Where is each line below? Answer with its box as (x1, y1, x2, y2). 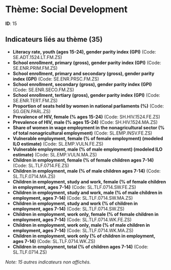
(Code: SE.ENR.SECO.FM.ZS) (12, 87, 75, 93)
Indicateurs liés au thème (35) (5, 35, 103, 44)
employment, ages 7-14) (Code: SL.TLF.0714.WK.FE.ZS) (12, 217, 132, 223)
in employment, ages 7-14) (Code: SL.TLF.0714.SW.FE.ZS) (12, 184, 136, 190)
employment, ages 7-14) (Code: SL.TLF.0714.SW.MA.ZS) (12, 195, 133, 201)
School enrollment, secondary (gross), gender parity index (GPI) (12, 81, 152, 87)
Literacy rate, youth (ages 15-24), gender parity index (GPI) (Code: (12, 48, 157, 55)
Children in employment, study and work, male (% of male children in (12, 190, 162, 196)
